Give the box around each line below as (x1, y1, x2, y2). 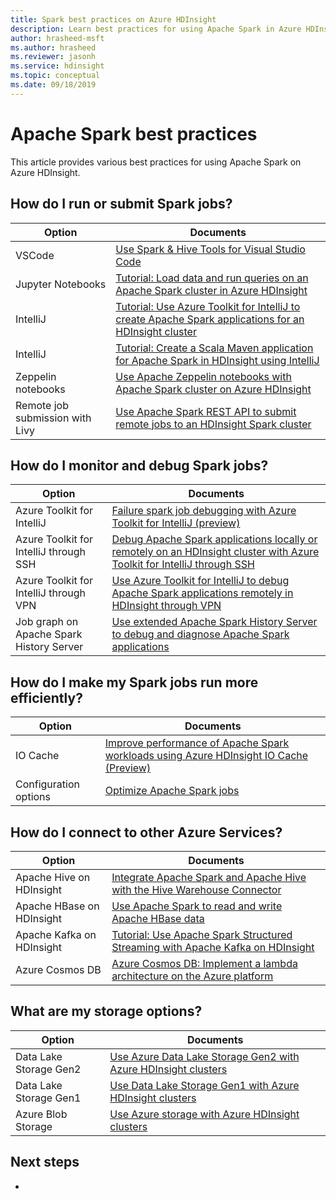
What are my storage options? (10, 1003, 203, 1020)
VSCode (15, 248, 55, 262)
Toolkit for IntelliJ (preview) (111, 516, 241, 530)
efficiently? (10, 689, 83, 706)
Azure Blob (15, 1107, 68, 1121)
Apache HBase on (15, 899, 100, 913)
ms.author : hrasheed (10, 42, 97, 53)
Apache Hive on (15, 870, 91, 884)
